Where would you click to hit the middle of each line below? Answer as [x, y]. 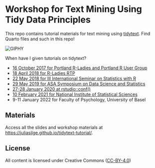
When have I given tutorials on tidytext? [46, 58]
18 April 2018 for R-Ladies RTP [44, 73]
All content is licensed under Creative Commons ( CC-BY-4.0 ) [68, 160]
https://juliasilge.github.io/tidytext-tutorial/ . [49, 133]
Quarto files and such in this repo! [40, 39]
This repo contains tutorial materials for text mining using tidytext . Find [78, 33]
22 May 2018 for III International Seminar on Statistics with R [74, 78]
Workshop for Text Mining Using [74, 9]
